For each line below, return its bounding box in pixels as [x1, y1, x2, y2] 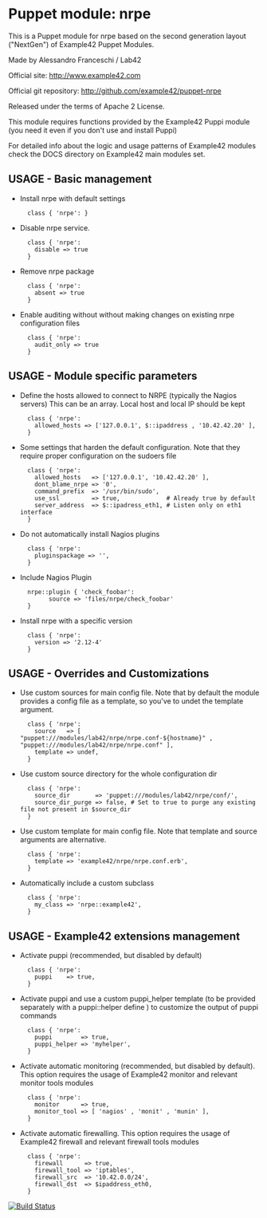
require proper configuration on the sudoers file [19, 451, 177, 460]
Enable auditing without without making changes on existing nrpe [19, 309, 235, 319]
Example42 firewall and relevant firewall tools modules [19, 1137, 199, 1147]
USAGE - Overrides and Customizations [8, 667, 210, 680]
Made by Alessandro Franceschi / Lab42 [8, 55, 142, 65]
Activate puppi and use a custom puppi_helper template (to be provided [19, 994, 256, 1003]
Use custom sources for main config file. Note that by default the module [19, 688, 260, 698]
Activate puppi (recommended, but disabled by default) [19, 951, 202, 960]
